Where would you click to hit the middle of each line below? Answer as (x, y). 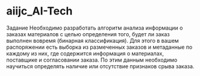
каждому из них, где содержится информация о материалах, (85, 53)
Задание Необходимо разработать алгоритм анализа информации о (95, 28)
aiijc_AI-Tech (39, 11)
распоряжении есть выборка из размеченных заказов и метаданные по (99, 47)
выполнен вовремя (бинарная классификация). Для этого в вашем (92, 40)
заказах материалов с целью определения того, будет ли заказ (88, 34)
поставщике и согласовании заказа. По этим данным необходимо (92, 60)
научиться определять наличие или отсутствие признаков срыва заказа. (100, 66)
